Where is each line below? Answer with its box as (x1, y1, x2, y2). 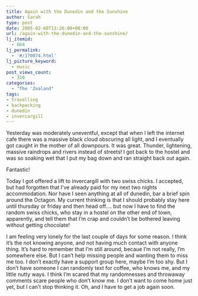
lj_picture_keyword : (6, 58, 57, 64)
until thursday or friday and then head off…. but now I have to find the (6, 202, 176, 210)
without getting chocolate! (6, 221, 70, 229)
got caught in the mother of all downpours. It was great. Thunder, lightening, (6, 142, 192, 149)
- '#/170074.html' (11, 53, 57, 59)
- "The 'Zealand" (11, 86, 54, 92)
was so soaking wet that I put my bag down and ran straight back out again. (6, 155, 191, 162)
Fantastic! (6, 166, 30, 173)
